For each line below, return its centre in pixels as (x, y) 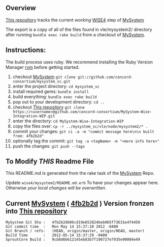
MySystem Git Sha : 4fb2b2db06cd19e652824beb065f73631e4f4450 (73, 222)
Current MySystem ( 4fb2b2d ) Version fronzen (80, 203)
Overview (21, 8)
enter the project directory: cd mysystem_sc (56, 86)
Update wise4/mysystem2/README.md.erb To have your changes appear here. (82, 183)
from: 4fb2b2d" (28, 136)
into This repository (36, 211)
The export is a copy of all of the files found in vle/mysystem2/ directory (79, 29)
